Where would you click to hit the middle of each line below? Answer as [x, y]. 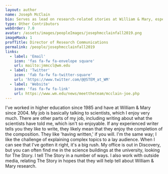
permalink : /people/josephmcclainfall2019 [50, 47]
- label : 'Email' [28, 56]
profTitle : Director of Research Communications [57, 42]
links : [12, 51]
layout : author [21, 10]
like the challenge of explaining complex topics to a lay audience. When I [80, 139]
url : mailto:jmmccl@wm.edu [42, 65]
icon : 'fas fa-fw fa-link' [42, 89]
